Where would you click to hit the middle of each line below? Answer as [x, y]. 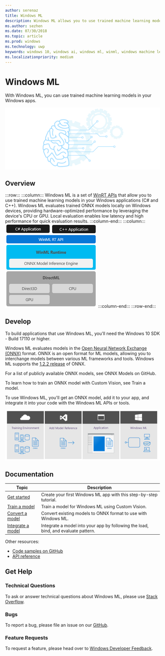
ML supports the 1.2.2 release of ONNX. [45, 364]
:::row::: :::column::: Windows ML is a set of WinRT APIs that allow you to [78, 195]
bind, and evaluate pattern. [68, 531]
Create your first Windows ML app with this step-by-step [99, 494]
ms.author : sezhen [24, 26]
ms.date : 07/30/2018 [26, 31]
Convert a [17, 514]
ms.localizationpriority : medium [39, 57]
